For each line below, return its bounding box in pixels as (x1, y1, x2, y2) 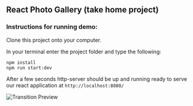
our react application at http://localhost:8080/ (6, 81, 124, 89)
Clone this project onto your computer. (6, 36, 102, 44)
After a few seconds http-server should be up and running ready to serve (6, 75, 188, 83)
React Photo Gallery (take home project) (6, 5, 159, 15)
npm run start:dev (6, 65, 52, 71)
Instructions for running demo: (6, 23, 98, 31)
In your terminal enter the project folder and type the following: (6, 48, 162, 55)
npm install (6, 59, 36, 65)
